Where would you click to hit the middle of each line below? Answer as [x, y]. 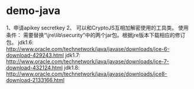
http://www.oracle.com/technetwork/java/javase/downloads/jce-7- [88, 61]
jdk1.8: [72, 67]
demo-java [33, 11]
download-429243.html [35, 55]
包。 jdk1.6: [20, 42]
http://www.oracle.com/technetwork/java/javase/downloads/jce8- [87, 74]
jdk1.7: [73, 55]
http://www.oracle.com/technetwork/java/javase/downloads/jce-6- [88, 49]
